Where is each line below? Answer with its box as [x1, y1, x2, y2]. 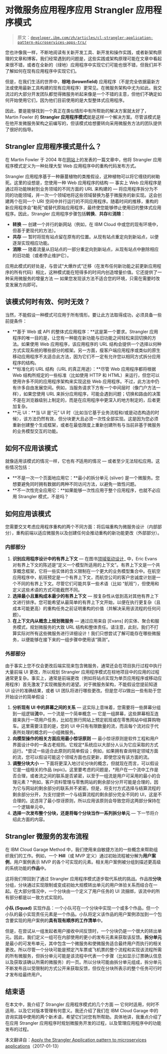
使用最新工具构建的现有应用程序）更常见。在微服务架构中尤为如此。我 [13, 85, 158, 91]
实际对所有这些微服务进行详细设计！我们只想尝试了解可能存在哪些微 [16, 631, 157, 636]
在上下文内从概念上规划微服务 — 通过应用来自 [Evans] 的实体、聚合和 [12, 618, 155, 624]
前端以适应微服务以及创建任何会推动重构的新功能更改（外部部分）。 [24, 530, 162, 536]
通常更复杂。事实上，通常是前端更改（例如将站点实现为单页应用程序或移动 [5, 675, 158, 681]
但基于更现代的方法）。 [12, 227, 59, 233]
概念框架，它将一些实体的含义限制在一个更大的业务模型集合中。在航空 [16, 568, 161, 574]
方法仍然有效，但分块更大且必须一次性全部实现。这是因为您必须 [27, 416, 159, 422]
